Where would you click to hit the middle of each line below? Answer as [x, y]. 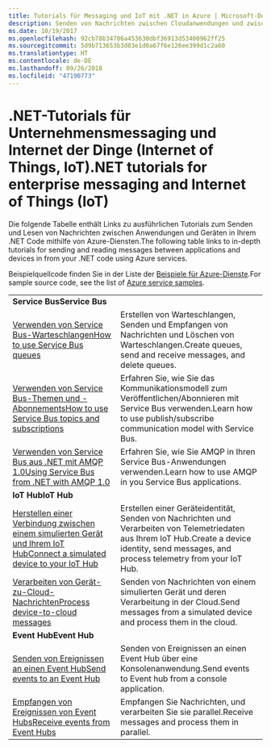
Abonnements [39, 408]
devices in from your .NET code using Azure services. [98, 258]
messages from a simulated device [186, 612]
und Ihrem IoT [39, 543]
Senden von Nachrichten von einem [188, 582]
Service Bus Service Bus [60, 301]
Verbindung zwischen [54, 523]
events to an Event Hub [56, 679]
